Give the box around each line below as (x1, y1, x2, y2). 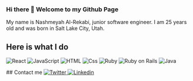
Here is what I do (6, 42, 69, 52)
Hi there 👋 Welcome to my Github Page (6, 5, 119, 14)
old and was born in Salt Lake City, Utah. (6, 25, 105, 32)
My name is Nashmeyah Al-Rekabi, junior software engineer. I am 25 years (6, 19, 187, 26)
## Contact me (6, 69, 43, 76)
